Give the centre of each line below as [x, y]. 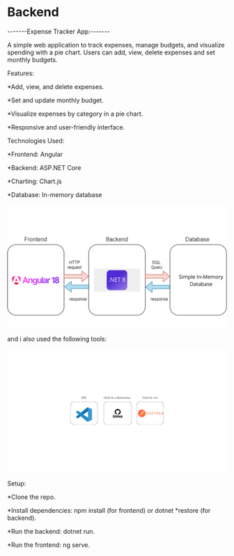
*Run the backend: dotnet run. [51, 531]
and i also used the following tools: [57, 339]
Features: [21, 73]
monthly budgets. [32, 59]
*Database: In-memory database [55, 194]
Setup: [17, 483]
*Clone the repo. [31, 497]
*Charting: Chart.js [34, 181]
